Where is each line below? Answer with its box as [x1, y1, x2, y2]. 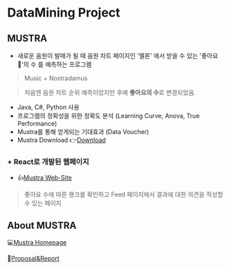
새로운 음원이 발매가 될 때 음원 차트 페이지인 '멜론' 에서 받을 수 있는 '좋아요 [17, 52, 218, 59]
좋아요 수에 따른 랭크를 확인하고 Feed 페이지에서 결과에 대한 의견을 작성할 [24, 190, 224, 198]
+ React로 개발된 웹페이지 [7, 157, 89, 167]
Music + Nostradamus [24, 74, 88, 82]
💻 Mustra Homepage [7, 239, 67, 247]
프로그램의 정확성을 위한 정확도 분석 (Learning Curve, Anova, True [17, 112, 200, 120]
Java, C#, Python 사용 [17, 103, 80, 111]
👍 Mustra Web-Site [17, 174, 72, 182]
